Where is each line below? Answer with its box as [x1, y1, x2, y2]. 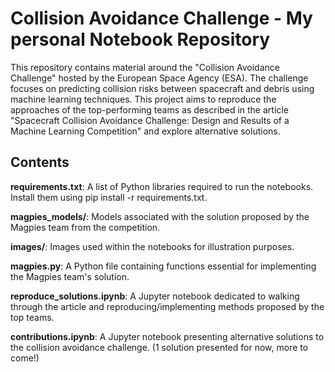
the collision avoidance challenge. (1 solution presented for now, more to [10, 341, 309, 353]
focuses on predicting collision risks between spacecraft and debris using [10, 82, 315, 94]
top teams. [10, 311, 55, 323]
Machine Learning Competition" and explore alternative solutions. [10, 125, 281, 137]
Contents [10, 154, 70, 171]
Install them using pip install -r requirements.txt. [10, 191, 208, 203]
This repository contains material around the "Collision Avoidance [10, 61, 280, 73]
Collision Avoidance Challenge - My [10, 7, 313, 30]
